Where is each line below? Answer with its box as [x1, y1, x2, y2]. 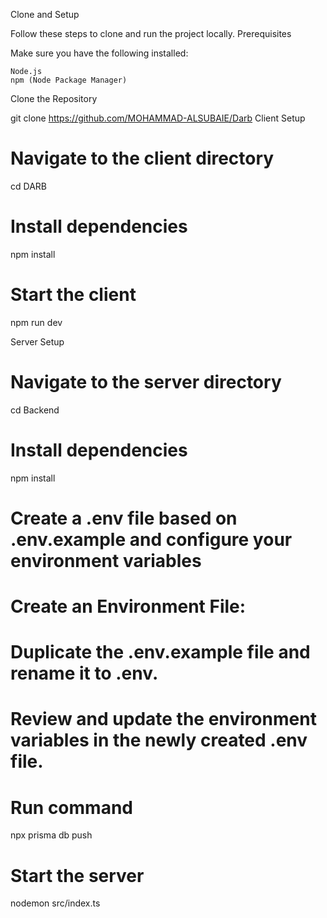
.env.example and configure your [10, 528, 293, 551]
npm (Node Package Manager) [10, 75, 128, 85]
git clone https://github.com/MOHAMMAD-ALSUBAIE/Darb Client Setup [10, 112, 306, 124]
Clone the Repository [10, 93, 98, 104]
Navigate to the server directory [10, 371, 282, 393]
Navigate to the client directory [10, 147, 275, 170]
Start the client [10, 284, 137, 306]
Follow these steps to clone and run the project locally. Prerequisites [10, 28, 292, 39]
